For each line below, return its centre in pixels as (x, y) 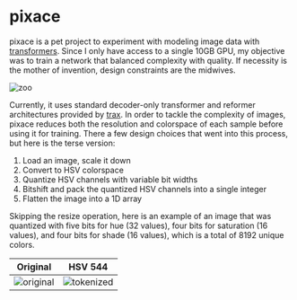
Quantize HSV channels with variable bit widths (110, 179)
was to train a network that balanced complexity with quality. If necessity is (148, 60)
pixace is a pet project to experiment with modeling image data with (135, 41)
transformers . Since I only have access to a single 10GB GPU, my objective (147, 50)
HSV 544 (88, 267)
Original (34, 267)
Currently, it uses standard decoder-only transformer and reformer (132, 104)
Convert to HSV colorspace (73, 170)
